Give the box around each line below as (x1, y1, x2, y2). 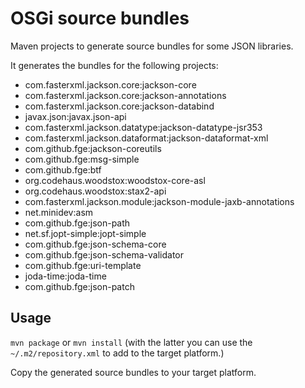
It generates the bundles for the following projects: (10, 59, 219, 71)
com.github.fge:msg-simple (24, 153, 140, 165)
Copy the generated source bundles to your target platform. (10, 366, 257, 378)
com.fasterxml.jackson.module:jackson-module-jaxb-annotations (24, 195, 295, 207)
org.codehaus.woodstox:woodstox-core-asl (24, 174, 206, 186)
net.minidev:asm (24, 206, 94, 218)
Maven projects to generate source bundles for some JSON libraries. (10, 40, 294, 52)
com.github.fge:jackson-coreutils (24, 142, 162, 154)
